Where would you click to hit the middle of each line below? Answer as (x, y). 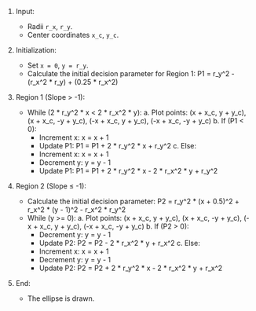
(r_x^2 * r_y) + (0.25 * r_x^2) (73, 82)
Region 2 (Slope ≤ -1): (51, 186)
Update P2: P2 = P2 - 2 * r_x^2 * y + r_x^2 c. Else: (119, 243)
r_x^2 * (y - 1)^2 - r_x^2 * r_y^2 (77, 210)
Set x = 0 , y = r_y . (58, 65)
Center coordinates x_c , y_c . (73, 35)
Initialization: (36, 50)
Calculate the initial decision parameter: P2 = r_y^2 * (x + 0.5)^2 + (133, 201)
